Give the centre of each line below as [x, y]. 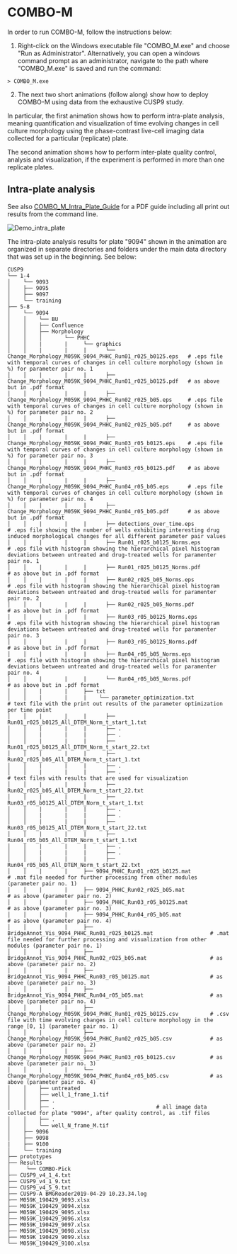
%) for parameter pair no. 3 [50, 455]
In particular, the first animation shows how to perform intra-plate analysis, [116, 116]
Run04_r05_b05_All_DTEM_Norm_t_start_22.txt [74, 865]
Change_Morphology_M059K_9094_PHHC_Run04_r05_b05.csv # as [115, 1076]
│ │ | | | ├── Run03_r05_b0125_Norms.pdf [103, 642]
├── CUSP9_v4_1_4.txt [39, 1175]
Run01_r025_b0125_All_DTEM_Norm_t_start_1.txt [77, 722]
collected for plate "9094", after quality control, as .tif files [109, 1113]
